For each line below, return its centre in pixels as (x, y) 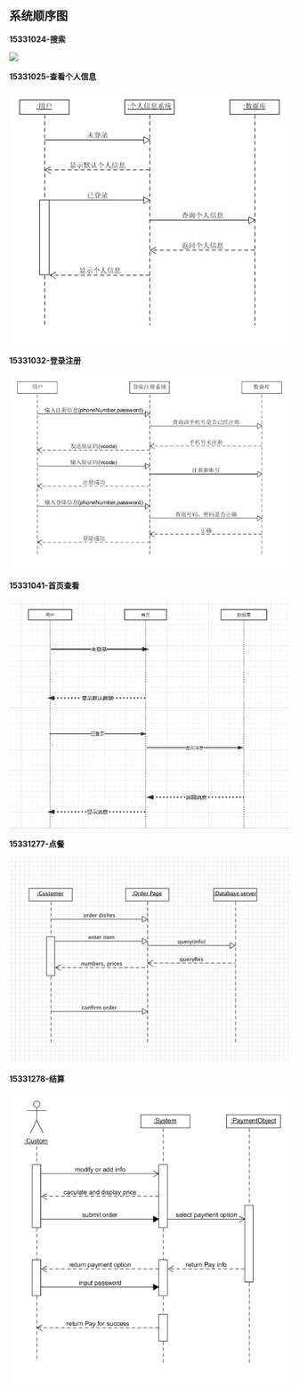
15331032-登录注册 (45, 360)
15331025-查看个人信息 (53, 76)
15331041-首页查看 (44, 585)
